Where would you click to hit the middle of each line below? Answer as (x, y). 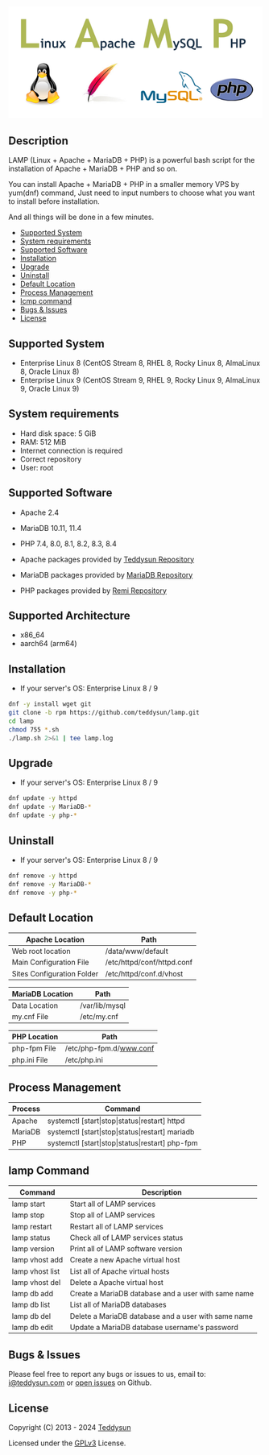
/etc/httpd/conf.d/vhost (144, 973)
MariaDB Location (43, 993)
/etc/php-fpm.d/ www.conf (110, 1048)
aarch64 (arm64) (49, 644)
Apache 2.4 (39, 512)
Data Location (35, 1005)
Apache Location (55, 939)
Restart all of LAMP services (116, 1226)
